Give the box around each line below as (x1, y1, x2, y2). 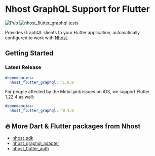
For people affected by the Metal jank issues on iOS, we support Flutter (5, 89, 150, 95)
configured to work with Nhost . (5, 35, 69, 41)
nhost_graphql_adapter (12, 140, 59, 146)
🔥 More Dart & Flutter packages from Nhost (5, 122, 141, 130)
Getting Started (5, 49, 54, 57)
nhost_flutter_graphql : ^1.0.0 (9, 80, 74, 85)
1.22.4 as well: (5, 94, 35, 100)
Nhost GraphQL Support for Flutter (5, 3, 150, 15)
